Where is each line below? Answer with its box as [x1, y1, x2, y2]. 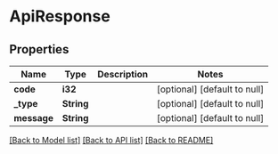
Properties [9, 42, 69, 57]
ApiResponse [9, 6, 111, 27]
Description [97, 69, 149, 80]
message [13, 112, 53, 124]
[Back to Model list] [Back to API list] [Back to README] [9, 135, 214, 145]
